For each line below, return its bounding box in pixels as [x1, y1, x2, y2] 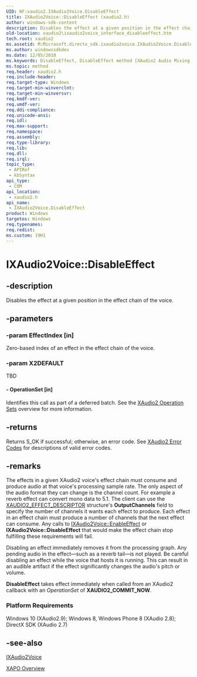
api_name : [6, 200, 30, 206]
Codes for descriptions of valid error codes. [6, 444, 112, 451]
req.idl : [6, 118, 28, 124]
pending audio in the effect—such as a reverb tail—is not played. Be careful [6, 550, 189, 558]
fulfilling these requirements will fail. [6, 533, 94, 540]
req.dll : [6, 150, 28, 156]
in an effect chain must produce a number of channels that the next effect [6, 514, 185, 521]
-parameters [6, 314, 53, 324]
